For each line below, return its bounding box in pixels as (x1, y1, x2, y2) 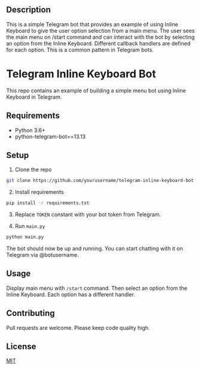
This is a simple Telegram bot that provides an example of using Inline (6, 20, 178, 28)
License (6, 341, 36, 352)
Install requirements (14, 189, 64, 196)
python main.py (6, 234, 44, 240)
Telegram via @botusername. (6, 251, 79, 258)
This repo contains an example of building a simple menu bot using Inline (6, 87, 187, 94)
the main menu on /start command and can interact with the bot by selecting (6, 33, 195, 41)
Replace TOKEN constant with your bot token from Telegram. (14, 211, 162, 218)
